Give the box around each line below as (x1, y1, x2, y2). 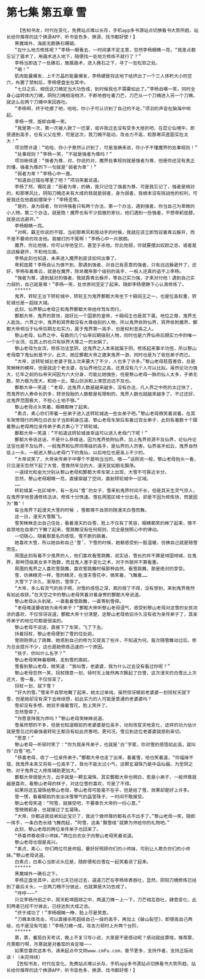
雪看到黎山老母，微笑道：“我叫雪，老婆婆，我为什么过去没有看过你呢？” (14, 663, 171, 669)
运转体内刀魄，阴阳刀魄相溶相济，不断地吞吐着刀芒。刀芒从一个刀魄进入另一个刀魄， (15, 93, 198, 99)
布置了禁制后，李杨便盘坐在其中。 (15, 79, 89, 86)
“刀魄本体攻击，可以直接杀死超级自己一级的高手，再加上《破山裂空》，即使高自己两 (14, 916, 193, 923)
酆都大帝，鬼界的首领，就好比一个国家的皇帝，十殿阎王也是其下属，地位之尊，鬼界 (14, 313, 193, 319)
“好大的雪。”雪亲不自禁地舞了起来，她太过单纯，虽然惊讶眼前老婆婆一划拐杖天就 (14, 689, 187, 696)
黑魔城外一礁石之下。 (14, 870, 61, 877)
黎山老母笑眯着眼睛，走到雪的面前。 (14, 657, 92, 663)
